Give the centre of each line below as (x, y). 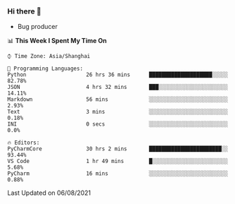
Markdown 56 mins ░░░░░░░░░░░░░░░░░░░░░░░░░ (118, 100)
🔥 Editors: (24, 143)
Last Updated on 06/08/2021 (49, 193)
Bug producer (38, 27)
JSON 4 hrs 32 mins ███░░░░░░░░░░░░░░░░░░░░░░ (118, 88)
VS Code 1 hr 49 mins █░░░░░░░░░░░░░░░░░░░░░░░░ (118, 162)
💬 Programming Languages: (45, 69)
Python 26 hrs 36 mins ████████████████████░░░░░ (118, 75)
